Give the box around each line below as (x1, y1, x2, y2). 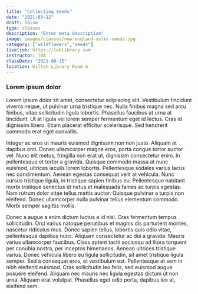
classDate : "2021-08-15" (6, 58, 67, 64)
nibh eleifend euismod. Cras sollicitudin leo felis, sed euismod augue (6, 263, 173, 270)
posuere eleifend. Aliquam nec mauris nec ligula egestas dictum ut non (6, 270, 179, 277)
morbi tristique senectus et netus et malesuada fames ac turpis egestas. (6, 183, 181, 190)
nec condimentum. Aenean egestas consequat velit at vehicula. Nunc (6, 171, 175, 178)
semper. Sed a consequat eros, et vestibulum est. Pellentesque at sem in (6, 257, 183, 264)
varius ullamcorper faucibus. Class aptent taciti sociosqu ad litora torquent (6, 239, 187, 246)
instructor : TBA (6, 53, 46, 58)
